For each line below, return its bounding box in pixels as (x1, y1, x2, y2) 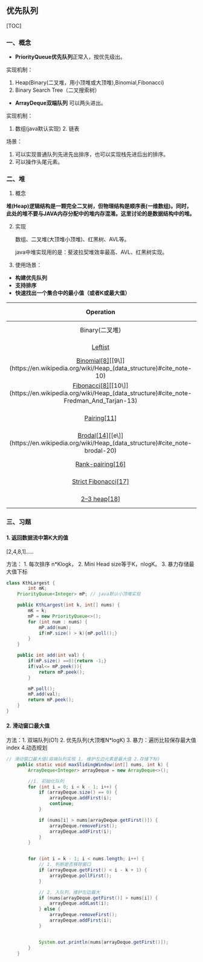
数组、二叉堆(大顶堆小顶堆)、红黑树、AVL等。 (14, 236, 130, 243)
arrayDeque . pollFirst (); (49, 873, 112, 879)
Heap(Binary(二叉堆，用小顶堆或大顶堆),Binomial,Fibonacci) (14, 79, 164, 86)
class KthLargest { (6, 579, 56, 586)
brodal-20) (84, 447, 117, 455)
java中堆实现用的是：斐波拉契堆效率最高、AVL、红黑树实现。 (14, 248, 168, 256)
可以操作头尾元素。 (14, 158, 63, 166)
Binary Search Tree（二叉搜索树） (14, 86, 100, 94)
